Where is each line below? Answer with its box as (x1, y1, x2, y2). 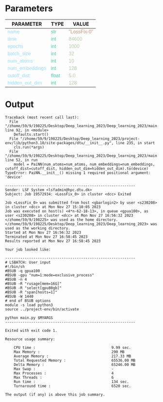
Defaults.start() (14, 132, 49, 137)
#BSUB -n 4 (5, 277, 27, 282)
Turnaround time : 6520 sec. (14, 383, 131, 388)
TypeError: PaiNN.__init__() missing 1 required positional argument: (5, 170, 151, 175)
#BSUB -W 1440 (5, 294, 34, 299)
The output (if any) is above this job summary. (5, 392, 105, 397)
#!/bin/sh (5, 264, 25, 269)
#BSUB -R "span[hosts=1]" (5, 289, 57, 295)
